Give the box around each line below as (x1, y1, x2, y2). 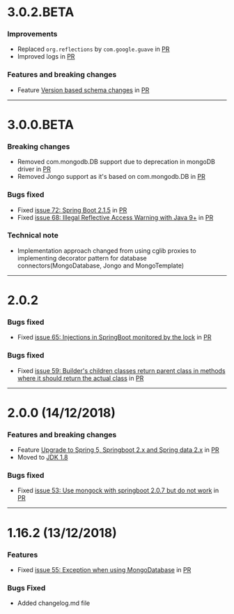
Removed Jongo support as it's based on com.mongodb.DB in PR (17, 173, 205, 181)
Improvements (7, 29, 58, 39)
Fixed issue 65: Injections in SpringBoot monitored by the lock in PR (17, 333, 212, 342)
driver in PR (17, 165, 51, 173)
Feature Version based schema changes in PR (17, 85, 150, 94)
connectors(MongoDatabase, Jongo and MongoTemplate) (17, 261, 185, 270)
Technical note (7, 231, 59, 240)
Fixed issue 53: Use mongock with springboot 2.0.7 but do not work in (17, 486, 219, 495)
